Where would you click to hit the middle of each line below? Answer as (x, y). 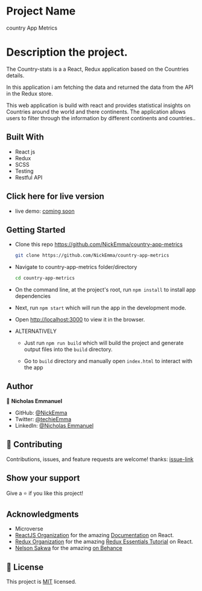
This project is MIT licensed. (41, 582)
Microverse (29, 529)
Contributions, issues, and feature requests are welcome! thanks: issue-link (100, 459)
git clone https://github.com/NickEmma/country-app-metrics (92, 256)
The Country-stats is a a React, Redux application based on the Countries (97, 69)
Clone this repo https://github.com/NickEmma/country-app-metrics (99, 244)
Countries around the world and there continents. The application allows (96, 111)
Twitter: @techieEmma (43, 419)
